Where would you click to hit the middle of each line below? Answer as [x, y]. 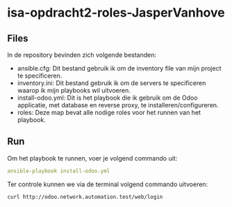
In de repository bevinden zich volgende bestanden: [82, 55]
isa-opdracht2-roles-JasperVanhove [116, 13]
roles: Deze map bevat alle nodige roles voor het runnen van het [109, 112]
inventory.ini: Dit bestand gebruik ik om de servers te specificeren [111, 83]
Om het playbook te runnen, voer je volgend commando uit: [92, 158]
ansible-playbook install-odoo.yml [59, 171]
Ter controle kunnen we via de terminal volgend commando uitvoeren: [108, 184]
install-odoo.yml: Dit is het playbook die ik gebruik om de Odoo [107, 98]
